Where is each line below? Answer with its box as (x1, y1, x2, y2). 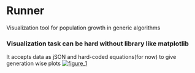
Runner (6, 4, 45, 18)
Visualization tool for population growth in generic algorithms (6, 24, 161, 31)
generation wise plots (6, 60, 61, 67)
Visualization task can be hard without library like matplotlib (6, 39, 189, 48)
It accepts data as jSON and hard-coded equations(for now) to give (6, 53, 177, 61)
